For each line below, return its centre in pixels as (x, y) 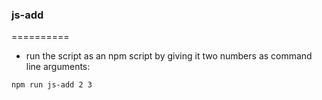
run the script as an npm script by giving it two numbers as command (169, 56)
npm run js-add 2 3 (52, 85)
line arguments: (58, 67)
